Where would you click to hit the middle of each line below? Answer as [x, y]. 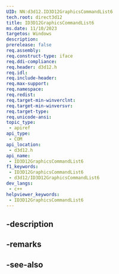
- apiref [20, 128]
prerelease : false [29, 45]
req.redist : [21, 95]
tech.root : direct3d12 [34, 17]
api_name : [18, 155]
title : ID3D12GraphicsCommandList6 [50, 23]
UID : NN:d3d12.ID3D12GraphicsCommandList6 [59, 12]
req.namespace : [25, 89]
